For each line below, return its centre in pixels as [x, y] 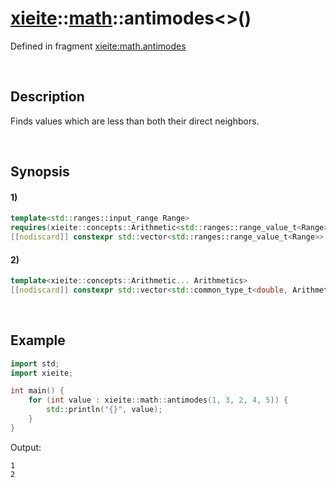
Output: [26, 447]
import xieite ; [42, 373]
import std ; [35, 363]
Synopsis [40, 172]
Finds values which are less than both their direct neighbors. [135, 121]
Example [38, 340]
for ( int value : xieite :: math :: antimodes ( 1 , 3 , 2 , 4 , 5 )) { [158, 400]
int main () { [37, 391]
